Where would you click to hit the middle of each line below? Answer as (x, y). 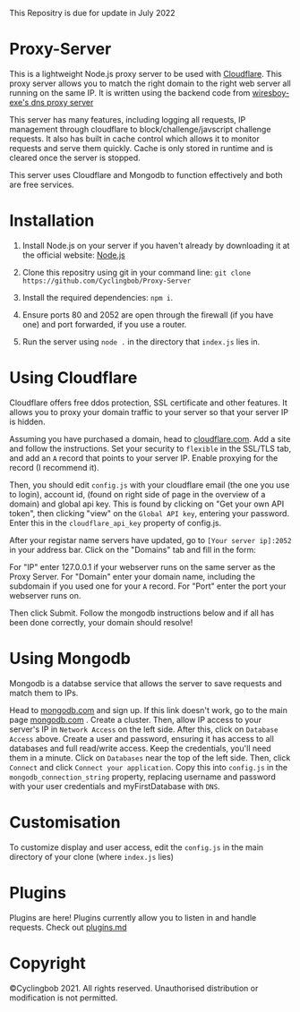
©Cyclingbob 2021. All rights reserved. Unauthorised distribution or (134, 988)
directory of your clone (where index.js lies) (92, 856)
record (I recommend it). (55, 467)
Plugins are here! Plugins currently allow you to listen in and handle (133, 917)
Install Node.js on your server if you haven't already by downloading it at (156, 245)
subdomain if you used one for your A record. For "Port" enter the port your (148, 586)
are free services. (42, 184)
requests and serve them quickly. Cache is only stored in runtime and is (141, 148)
